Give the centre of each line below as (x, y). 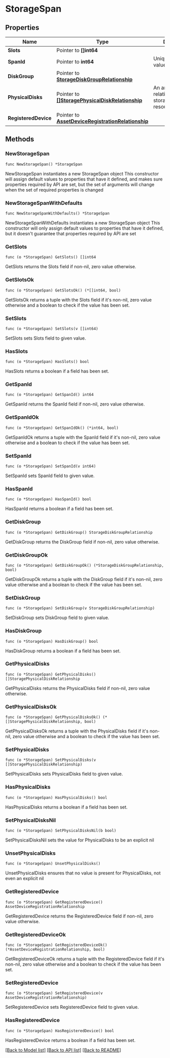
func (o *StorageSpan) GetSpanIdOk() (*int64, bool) (62, 428)
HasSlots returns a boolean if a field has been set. (57, 371)
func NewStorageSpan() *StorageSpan (44, 164)
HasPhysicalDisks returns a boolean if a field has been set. (67, 807)
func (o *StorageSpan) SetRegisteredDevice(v (54, 993)
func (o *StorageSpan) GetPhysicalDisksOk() (53, 717)
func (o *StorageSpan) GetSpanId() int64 (50, 395)
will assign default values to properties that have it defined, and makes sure (84, 179)
